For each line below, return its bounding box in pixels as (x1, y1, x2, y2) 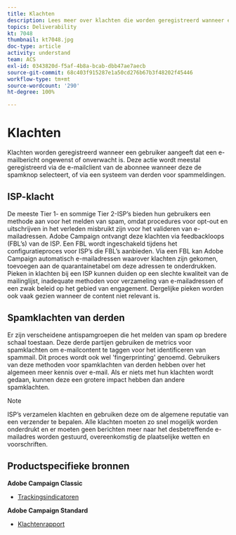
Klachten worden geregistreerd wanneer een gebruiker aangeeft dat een (7, 148, 217, 157)
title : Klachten (7, 10, 55, 18)
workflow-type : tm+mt (7, 75, 71, 83)
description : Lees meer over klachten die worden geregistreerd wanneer (7, 17, 225, 24)
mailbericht (7, 156, 40, 164)
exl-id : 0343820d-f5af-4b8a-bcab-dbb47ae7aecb (7, 62, 146, 70)
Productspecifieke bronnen (7, 461, 130, 473)
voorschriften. (7, 440, 48, 448)
